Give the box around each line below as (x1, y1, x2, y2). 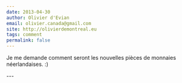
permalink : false (6, 37, 51, 43)
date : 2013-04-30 (6, 9, 51, 15)
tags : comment (6, 32, 43, 38)
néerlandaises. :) (6, 60, 49, 68)
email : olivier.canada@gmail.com (6, 20, 92, 26)
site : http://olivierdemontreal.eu (6, 26, 97, 32)
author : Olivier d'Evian (6, 15, 70, 21)
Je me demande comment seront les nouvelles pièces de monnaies (6, 54, 177, 61)
